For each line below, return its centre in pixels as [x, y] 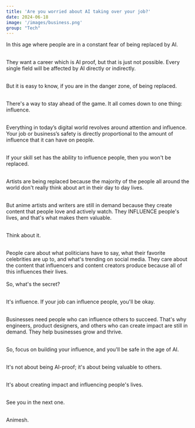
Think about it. [23, 235]
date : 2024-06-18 [27, 17]
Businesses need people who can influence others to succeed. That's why [96, 319]
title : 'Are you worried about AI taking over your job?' [78, 11]
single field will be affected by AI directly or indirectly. [71, 69]
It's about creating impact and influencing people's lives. [75, 385]
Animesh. [18, 420]
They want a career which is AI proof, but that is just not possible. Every [93, 62]
